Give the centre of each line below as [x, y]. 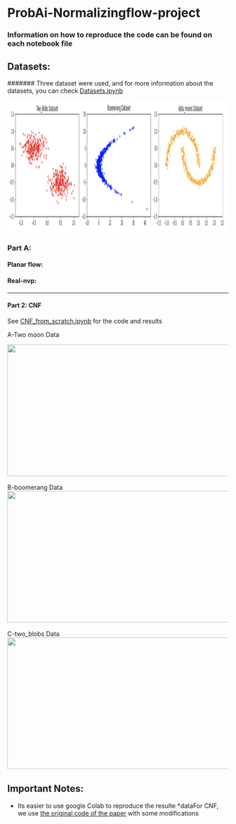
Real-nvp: [22, 281]
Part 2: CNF [25, 305]
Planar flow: [25, 265]
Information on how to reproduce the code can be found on [110, 35]
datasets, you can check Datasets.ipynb [65, 91]
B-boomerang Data [35, 487]
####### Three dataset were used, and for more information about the [110, 83]
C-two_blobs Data [33, 634]
